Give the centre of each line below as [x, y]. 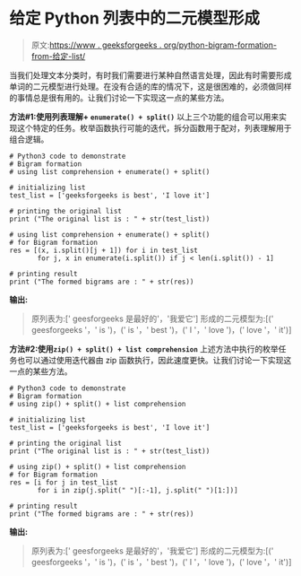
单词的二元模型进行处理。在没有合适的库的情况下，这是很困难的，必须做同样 [150, 86]
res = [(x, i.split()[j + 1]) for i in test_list [104, 250]
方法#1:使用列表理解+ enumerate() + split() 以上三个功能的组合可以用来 [144, 117]
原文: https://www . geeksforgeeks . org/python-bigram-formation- [154, 45]
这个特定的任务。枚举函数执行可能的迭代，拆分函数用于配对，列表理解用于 [154, 127]
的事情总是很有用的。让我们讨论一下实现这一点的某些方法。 [119, 97]
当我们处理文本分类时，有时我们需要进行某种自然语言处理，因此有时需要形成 [150, 75]
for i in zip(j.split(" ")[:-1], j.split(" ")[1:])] [138, 490]
